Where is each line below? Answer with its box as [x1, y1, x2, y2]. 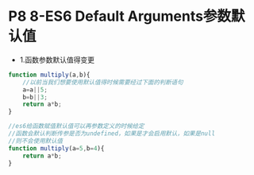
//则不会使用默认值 [8, 137, 63, 145]
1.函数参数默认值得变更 [19, 55, 95, 64]
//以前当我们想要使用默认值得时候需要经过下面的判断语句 [22, 78, 184, 86]
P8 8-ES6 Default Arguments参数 [8, 7, 232, 25]
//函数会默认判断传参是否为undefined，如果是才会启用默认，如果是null [8, 130, 216, 138]
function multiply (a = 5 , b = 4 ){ [8, 144, 105, 152]
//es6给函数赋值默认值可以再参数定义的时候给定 [8, 122, 144, 130]
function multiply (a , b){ [8, 71, 90, 79]
